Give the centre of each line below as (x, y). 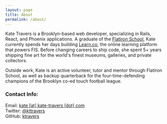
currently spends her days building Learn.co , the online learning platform (81, 45)
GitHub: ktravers (22, 116)
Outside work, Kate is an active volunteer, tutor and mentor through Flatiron (84, 70)
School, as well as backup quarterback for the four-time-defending (75, 76)
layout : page (19, 10)
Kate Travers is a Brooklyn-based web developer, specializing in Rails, (78, 34)
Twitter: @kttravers (25, 111)
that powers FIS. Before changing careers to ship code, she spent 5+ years (83, 50)
